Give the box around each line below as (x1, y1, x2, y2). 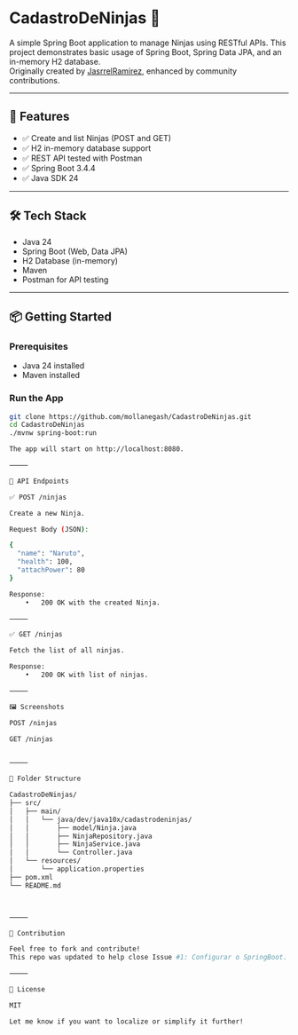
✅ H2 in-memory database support (21, 142, 152, 154)
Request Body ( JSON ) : (9, 525, 90, 533)
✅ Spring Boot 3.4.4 (21, 162, 96, 173)
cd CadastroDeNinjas (9, 421, 86, 430)
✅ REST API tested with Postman (21, 153, 143, 163)
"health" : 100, (17, 557, 74, 566)
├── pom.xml (9, 873, 53, 881)
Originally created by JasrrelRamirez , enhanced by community (9, 66, 238, 76)
